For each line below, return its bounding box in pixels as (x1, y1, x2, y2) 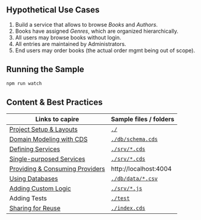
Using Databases (9, 175, 58, 183)
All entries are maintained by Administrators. (15, 40, 126, 47)
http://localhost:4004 (111, 165, 172, 173)
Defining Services (9, 145, 61, 153)
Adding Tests (9, 194, 47, 202)
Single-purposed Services (9, 155, 86, 163)
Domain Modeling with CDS (9, 135, 88, 144)
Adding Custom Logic (9, 184, 72, 193)
